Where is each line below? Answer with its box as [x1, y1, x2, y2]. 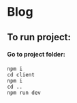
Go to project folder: [7, 50, 66, 59]
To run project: [7, 31, 72, 43]
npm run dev [7, 89, 41, 96]
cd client [7, 71, 35, 78]
